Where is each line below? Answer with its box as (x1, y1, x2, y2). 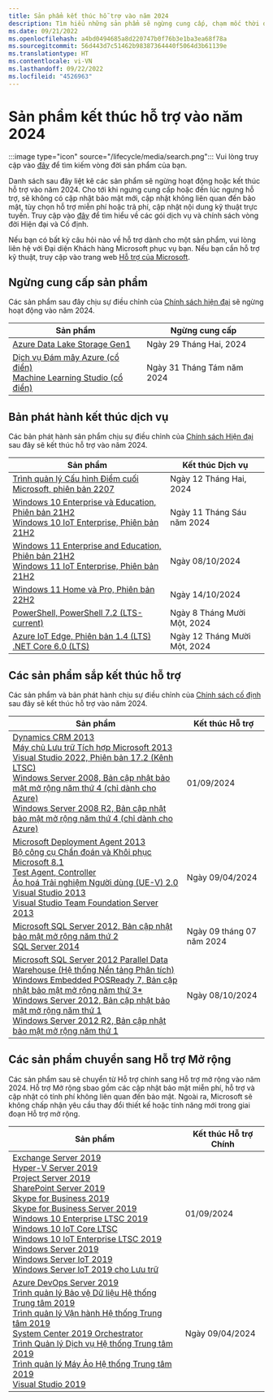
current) (12, 618, 44, 629)
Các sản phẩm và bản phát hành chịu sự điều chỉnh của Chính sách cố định (8, 690, 262, 700)
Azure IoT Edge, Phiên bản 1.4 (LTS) (12, 631, 152, 642)
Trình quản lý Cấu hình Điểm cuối (12, 473, 140, 484)
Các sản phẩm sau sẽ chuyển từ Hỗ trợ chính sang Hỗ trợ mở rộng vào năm (8, 1074, 261, 1084)
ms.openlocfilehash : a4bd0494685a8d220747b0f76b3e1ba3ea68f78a (8, 34, 227, 43)
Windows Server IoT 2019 (12, 1253, 113, 1264)
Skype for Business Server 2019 (12, 1203, 137, 1214)
